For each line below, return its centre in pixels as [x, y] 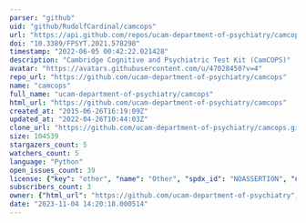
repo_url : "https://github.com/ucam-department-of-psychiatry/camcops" [148, 77]
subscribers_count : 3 [51, 188]
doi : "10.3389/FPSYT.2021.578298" [75, 43]
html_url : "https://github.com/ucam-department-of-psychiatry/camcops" [148, 102]
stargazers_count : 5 [49, 145]
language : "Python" [46, 162]
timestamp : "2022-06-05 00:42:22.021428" [89, 52]
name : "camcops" [40, 86]
